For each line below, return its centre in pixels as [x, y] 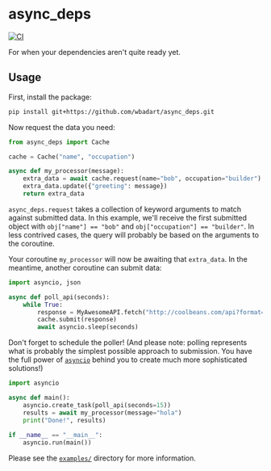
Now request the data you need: [62, 127]
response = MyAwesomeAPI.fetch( [92, 312]
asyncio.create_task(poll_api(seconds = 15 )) [97, 405]
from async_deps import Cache [59, 142]
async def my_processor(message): [67, 171]
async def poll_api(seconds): [59, 297]
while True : [43, 305]
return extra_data [54, 194]
